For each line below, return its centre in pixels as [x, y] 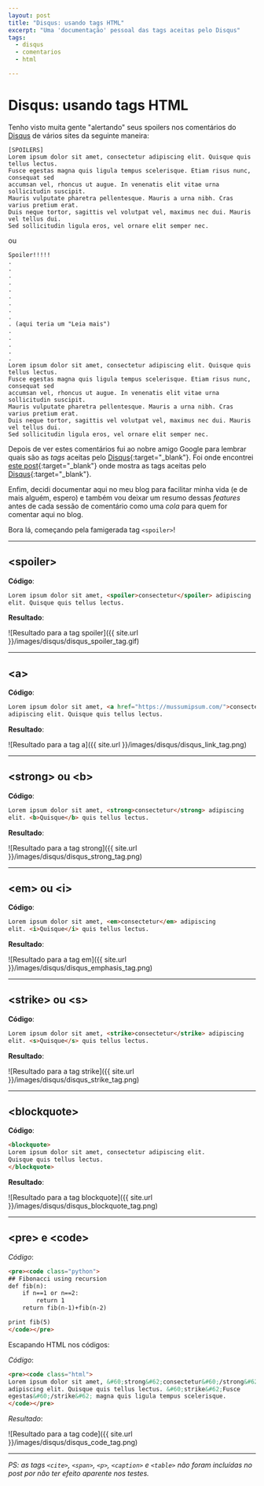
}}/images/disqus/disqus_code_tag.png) [73, 1443]
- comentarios [38, 52]
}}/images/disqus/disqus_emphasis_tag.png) [81, 968]
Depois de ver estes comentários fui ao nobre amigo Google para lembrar [127, 449]
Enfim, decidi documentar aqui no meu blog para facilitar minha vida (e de [128, 489]
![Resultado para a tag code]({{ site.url [70, 1434]
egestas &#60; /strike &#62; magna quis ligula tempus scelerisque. [117, 1396]
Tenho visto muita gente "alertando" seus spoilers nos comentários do [122, 127]
